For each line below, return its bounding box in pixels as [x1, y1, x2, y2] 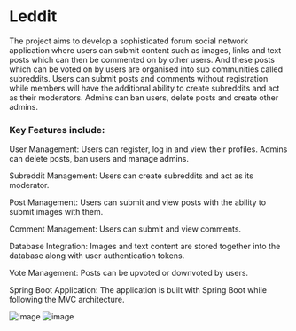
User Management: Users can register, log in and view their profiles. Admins [9, 144, 288, 154]
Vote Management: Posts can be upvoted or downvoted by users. [9, 268, 249, 279]
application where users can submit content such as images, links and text [9, 44, 282, 55]
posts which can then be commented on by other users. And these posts [9, 54, 275, 65]
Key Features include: [9, 123, 105, 136]
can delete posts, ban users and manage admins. [9, 154, 189, 164]
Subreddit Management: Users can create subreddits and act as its [9, 170, 254, 181]
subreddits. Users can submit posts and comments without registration [9, 73, 269, 83]
